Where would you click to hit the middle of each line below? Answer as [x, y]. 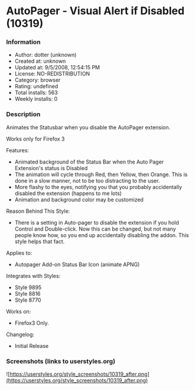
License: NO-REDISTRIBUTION [52, 74]
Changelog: [20, 334]
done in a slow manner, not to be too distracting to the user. [87, 180]
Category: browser [38, 80]
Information [23, 42]
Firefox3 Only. [32, 323]
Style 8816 [27, 293]
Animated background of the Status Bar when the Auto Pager [89, 162]
